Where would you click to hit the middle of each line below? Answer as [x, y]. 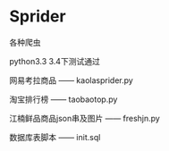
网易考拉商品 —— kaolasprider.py [72, 80]
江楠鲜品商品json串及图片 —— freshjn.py [85, 118]
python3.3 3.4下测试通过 [55, 61]
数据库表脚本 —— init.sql [55, 137]
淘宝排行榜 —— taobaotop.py [63, 99]
